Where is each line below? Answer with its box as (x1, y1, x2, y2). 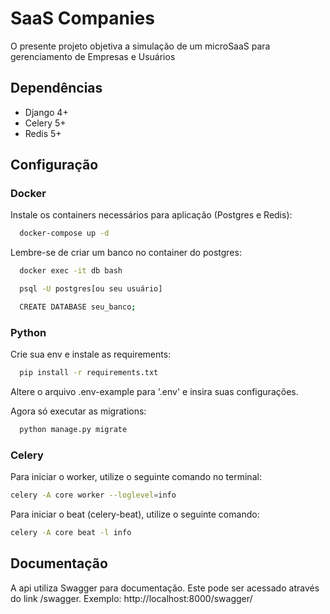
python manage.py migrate (19, 425, 128, 435)
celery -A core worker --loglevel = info (10, 490, 177, 501)
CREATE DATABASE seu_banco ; (19, 302, 137, 312)
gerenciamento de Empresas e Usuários (10, 50, 176, 62)
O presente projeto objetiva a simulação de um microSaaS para (10, 40, 271, 52)
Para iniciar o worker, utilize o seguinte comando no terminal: (10, 471, 262, 483)
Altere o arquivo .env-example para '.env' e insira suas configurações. (10, 386, 299, 398)
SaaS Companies (10, 7, 155, 30)
